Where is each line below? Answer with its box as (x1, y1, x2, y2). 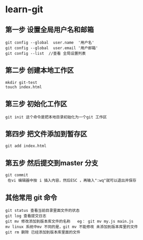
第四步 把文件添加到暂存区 (5, 129, 88, 139)
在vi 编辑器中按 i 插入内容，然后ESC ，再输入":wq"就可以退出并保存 (7, 178, 136, 183)
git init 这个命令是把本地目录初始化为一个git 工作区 (5, 114, 107, 120)
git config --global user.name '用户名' (5, 40, 95, 45)
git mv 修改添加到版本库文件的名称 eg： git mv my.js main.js (5, 219, 134, 224)
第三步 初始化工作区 (5, 100, 67, 108)
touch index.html (5, 84, 42, 90)
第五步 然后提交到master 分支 (5, 159, 98, 167)
